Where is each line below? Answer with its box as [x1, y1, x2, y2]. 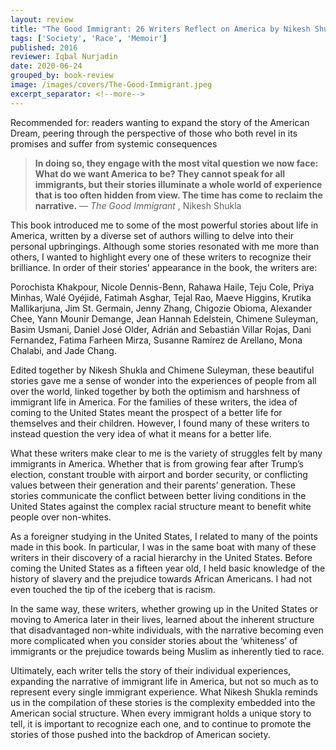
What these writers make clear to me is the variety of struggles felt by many [10, 447, 323, 459]
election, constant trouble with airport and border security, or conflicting [10, 468, 308, 480]
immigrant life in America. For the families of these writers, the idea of [10, 396, 298, 408]
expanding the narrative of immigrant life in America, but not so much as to [10, 675, 319, 687]
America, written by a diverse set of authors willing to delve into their [10, 229, 295, 241]
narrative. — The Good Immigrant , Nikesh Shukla [34, 199, 242, 211]
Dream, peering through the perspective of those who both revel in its [10, 127, 298, 139]
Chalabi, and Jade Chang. [10, 344, 117, 356]
